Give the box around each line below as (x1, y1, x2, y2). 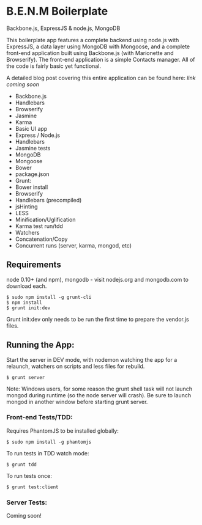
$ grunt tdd (6, 461, 37, 468)
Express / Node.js (15, 131, 60, 139)
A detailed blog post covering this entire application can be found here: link (6, 74, 196, 81)
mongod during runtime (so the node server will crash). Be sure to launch (6, 391, 192, 398)
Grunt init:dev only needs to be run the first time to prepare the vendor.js (6, 315, 189, 323)
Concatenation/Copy (15, 235, 68, 243)
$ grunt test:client (6, 484, 59, 490)
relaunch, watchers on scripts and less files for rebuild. (6, 362, 145, 370)
